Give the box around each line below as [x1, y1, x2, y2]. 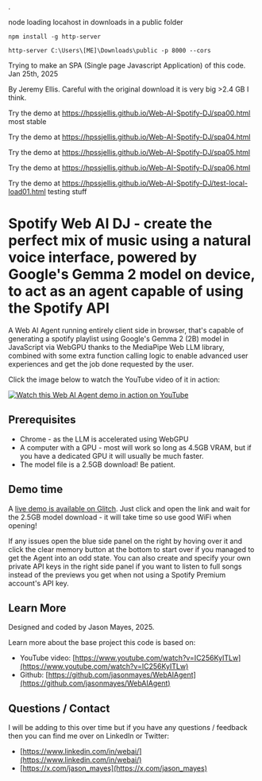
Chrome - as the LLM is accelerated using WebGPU [19, 434, 189, 444]
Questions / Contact [8, 701, 110, 715]
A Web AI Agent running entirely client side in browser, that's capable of [8, 325, 244, 335]
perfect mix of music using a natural [8, 231, 252, 250]
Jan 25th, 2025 [8, 69, 58, 78]
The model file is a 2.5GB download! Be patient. [19, 460, 176, 469]
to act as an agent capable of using [8, 282, 244, 301]
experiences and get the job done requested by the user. [8, 359, 195, 368]
